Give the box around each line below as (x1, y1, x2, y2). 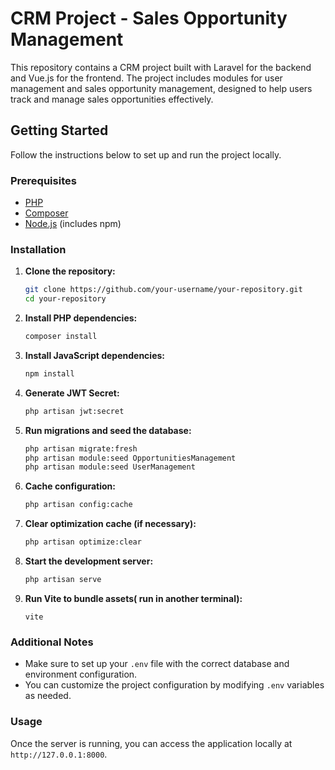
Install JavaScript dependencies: (24, 349, 166, 361)
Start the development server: (24, 555, 154, 567)
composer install (24, 332, 98, 342)
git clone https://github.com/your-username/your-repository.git (24, 285, 303, 295)
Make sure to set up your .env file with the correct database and (24, 658, 290, 670)
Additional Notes (10, 635, 94, 649)
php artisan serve (24, 575, 102, 585)
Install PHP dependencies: (24, 312, 138, 324)
